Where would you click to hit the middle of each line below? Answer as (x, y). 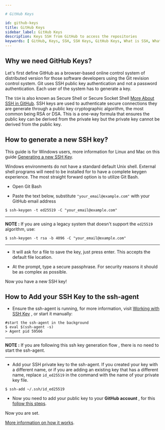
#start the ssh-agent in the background (47, 323)
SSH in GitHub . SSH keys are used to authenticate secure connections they (81, 103)
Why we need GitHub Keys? (49, 61)
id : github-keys (22, 23)
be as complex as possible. (40, 272)
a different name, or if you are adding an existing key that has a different (85, 370)
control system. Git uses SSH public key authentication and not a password (81, 83)
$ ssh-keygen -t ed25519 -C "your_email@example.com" (61, 210)
